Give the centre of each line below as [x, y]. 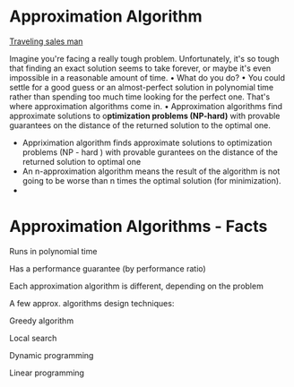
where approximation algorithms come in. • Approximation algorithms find [146, 106]
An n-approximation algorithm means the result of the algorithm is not [151, 171]
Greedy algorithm [42, 321]
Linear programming [47, 373]
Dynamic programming [52, 355]
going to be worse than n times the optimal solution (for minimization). [151, 180]
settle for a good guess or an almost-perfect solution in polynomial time [142, 87]
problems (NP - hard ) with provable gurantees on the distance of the [150, 152]
